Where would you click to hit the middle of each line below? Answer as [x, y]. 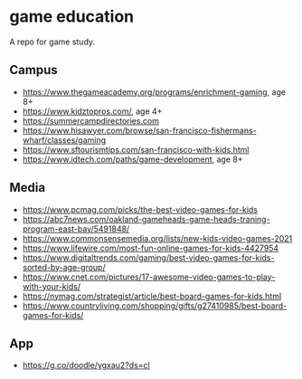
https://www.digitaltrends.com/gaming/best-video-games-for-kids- [148, 257]
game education [72, 17]
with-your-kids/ [52, 286]
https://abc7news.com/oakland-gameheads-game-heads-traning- [146, 219]
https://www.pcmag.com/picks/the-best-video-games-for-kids [140, 209]
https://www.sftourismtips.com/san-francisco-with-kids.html [136, 149]
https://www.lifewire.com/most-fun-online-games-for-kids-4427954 [151, 248]
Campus [33, 70]
